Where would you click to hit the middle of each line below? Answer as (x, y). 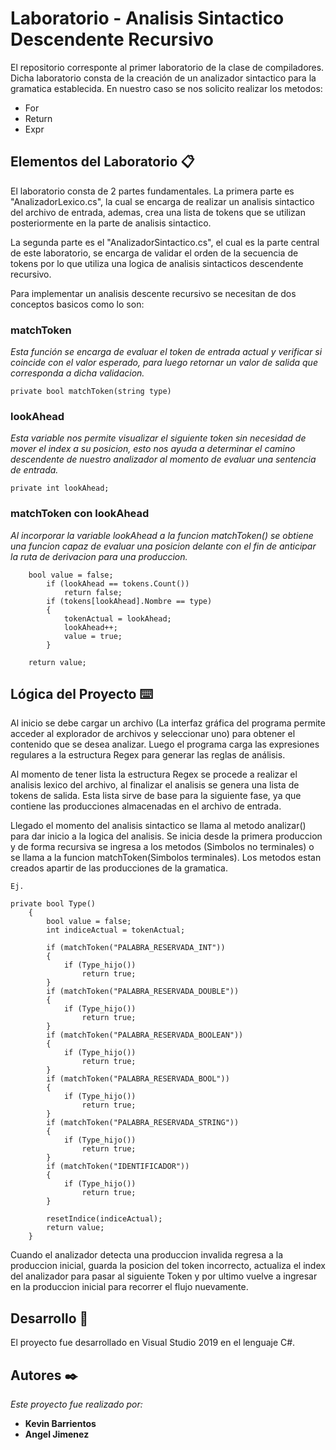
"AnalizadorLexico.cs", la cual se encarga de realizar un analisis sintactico (162, 201)
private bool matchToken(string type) (91, 392)
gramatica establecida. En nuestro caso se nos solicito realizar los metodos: (166, 88)
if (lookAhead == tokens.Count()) (118, 583)
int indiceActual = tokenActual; (116, 930)
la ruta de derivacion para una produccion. (99, 556)
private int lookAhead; (60, 488)
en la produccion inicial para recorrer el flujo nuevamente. (129, 1287)
